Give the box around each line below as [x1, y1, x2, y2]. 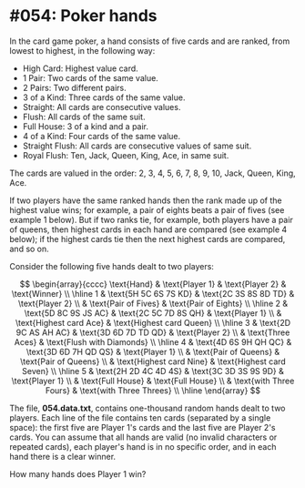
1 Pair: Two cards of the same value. [22, 72, 159, 83]
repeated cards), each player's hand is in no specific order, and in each [9, 441, 277, 452]
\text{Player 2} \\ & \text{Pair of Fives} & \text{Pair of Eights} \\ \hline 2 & [17, 298, 289, 309]
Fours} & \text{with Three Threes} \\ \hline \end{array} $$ [45, 384, 261, 396]
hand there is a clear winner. [9, 451, 117, 462]
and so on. [9, 243, 50, 254]
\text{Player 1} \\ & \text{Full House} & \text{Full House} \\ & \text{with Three [11, 375, 295, 386]
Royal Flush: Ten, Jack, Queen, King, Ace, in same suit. [22, 149, 229, 160]
